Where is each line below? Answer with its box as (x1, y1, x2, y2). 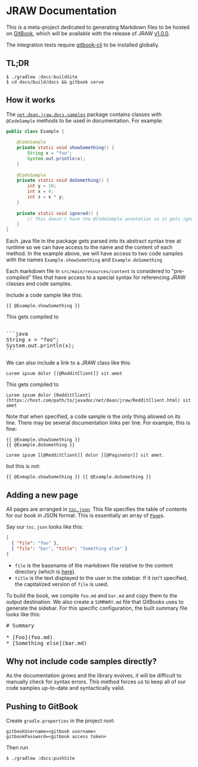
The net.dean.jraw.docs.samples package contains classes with (6, 111, 162, 118)
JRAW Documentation (6, 4, 117, 18)
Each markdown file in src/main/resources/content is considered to (6, 268, 171, 275)
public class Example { (6, 128, 65, 134)
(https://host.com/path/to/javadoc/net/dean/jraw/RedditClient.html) (6, 397, 181, 404)
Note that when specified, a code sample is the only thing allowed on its (6, 413, 181, 420)
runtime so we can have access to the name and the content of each (6, 244, 173, 251)
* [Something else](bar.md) (6, 640, 87, 646)
